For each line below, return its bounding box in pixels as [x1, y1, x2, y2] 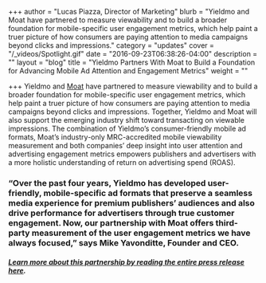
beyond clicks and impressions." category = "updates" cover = [8, 41, 215, 50]
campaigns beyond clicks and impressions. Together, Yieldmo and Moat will [8, 107, 257, 116]
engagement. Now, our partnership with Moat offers [8, 217, 214, 228]
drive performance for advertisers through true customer [8, 207, 235, 218]
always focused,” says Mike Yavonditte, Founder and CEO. [8, 237, 239, 248]
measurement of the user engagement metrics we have [31, 227, 251, 238]
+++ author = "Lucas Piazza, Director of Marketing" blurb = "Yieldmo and [8, 7, 250, 16]
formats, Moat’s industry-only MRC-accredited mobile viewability [8, 132, 222, 142]
